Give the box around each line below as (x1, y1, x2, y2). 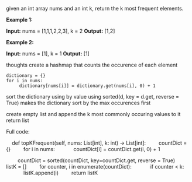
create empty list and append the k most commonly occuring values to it (6, 111, 181, 117)
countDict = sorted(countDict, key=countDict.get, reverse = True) (17, 157, 176, 164)
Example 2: (6, 39, 34, 45)
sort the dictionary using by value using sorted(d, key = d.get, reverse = (6, 93, 180, 100)
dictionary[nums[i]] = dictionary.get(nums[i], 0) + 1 (19, 83, 156, 89)
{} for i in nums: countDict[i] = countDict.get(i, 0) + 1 (6, 146, 160, 152)
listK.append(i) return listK (23, 169, 98, 176)
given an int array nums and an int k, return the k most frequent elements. (6, 5, 184, 12)
